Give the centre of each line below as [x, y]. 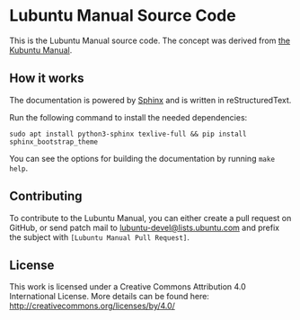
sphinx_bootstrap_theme [54, 142]
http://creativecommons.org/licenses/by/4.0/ [92, 306]
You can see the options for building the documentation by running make [142, 158]
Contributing [46, 196]
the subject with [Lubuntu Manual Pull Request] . [100, 237]
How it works [47, 79]
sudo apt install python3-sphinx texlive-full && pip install [128, 134]
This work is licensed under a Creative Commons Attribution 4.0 [128, 287]
